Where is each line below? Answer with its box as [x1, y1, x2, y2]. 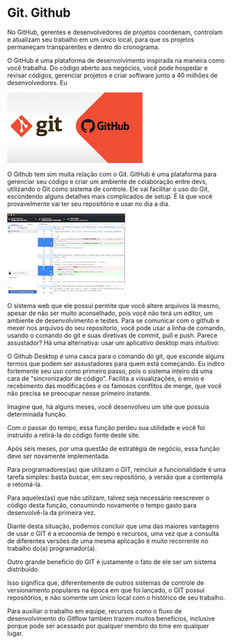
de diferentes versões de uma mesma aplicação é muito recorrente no [7, 537, 209, 545]
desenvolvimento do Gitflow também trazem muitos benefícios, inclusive [7, 614, 216, 622]
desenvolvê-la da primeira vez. [7, 508, 96, 516]
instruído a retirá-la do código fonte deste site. [7, 431, 140, 439]
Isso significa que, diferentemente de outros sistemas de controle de [7, 578, 204, 587]
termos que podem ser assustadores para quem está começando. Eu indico [7, 359, 225, 367]
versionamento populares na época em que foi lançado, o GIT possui [7, 585, 205, 594]
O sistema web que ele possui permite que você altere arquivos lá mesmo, [7, 301, 221, 309]
